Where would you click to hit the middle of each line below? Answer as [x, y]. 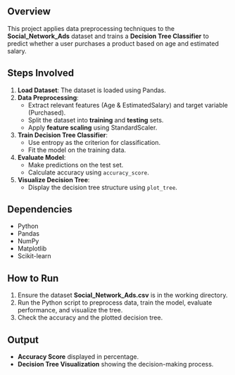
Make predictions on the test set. [76, 165]
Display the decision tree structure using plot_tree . [103, 187]
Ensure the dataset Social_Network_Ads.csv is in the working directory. [122, 295]
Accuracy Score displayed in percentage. [78, 357]
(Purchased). [47, 113]
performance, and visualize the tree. [70, 310]
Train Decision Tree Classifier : [62, 135]
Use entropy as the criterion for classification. [94, 142]
